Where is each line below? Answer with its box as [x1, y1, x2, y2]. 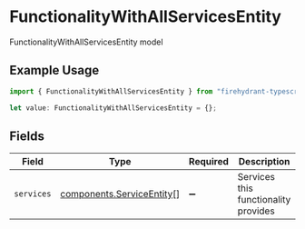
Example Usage [9, 63, 100, 78]
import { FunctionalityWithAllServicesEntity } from [9, 86, 213, 96]
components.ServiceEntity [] [60, 188, 181, 201]
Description [238, 155, 290, 168]
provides [237, 204, 275, 217]
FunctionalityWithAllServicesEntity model [9, 36, 163, 47]
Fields [9, 128, 45, 144]
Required [189, 155, 230, 168]
